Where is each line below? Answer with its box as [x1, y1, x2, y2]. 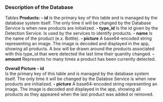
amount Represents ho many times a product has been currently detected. [5, 56, 156, 62]
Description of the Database [5, 4, 73, 11]
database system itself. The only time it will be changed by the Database [5, 20, 151, 26]
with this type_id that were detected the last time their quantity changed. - [5, 51, 155, 57]
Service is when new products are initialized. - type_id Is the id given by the [5, 25, 158, 31]
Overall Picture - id [5, 66, 44, 71]
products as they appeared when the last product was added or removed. [5, 91, 154, 97]
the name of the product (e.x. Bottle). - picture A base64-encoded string [5, 35, 152, 41]
